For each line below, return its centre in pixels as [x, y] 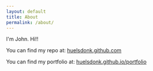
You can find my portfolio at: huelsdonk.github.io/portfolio [76, 62]
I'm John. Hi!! [22, 39]
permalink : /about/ [30, 22]
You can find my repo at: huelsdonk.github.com [64, 50]
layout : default [26, 11]
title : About [22, 17]
